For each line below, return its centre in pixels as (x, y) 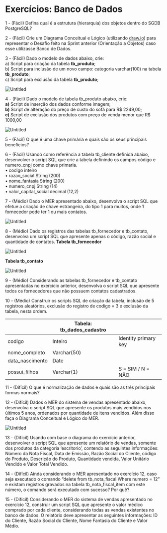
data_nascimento (28, 360)
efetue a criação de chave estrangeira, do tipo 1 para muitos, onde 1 (75, 206)
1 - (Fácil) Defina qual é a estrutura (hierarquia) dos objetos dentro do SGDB (83, 23)
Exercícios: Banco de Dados (64, 9)
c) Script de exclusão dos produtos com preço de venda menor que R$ (78, 115)
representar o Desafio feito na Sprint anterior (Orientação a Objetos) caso (81, 43)
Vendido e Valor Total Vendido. (37, 464)
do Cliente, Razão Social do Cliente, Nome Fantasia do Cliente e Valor (76, 521)
